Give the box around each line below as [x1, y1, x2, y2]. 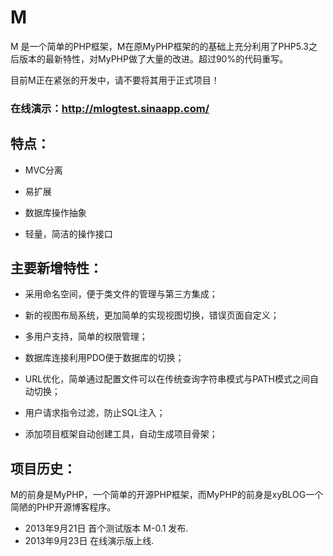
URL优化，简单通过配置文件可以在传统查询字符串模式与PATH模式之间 [24, 373, 310, 385]
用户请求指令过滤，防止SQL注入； [24, 407, 166, 419]
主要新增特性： [10, 260, 103, 277]
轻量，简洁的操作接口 [24, 227, 113, 240]
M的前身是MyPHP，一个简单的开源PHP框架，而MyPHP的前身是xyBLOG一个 [10, 489, 324, 501]
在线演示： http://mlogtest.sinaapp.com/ [10, 101, 210, 115]
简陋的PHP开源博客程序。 [10, 501, 117, 513]
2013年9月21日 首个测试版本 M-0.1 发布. [24, 522, 189, 535]
